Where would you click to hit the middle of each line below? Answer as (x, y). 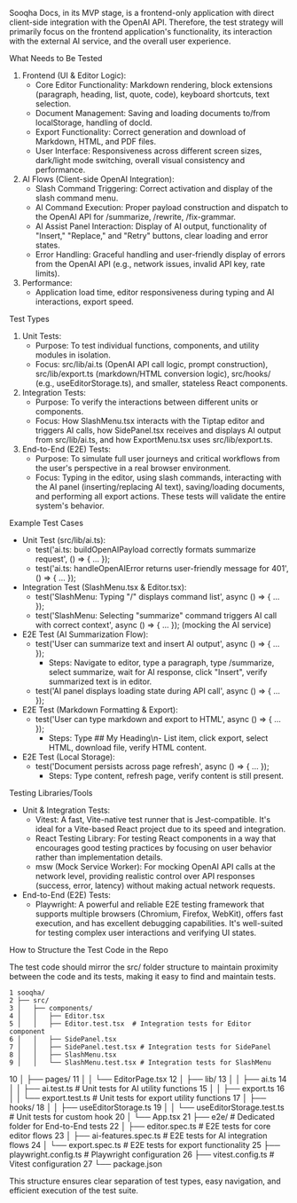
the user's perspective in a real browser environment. (133, 468)
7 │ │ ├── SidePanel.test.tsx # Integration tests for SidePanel (141, 1047)
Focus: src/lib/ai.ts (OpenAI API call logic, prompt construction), (152, 364)
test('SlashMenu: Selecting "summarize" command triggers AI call (156, 615)
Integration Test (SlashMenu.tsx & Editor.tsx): (104, 587)
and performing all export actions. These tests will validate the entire (160, 496)
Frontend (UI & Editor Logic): (74, 75)
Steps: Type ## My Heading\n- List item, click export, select (158, 738)
